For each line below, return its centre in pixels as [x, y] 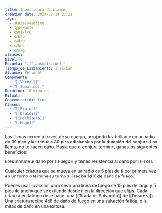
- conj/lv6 [20, 32]
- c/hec [17, 46]
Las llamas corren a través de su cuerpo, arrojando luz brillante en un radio [80, 136]
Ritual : [13, 95]
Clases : [13, 105]
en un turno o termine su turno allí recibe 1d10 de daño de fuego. [70, 176]
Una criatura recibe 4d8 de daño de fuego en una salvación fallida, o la [76, 201]
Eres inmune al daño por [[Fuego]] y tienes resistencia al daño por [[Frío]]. [79, 161]
